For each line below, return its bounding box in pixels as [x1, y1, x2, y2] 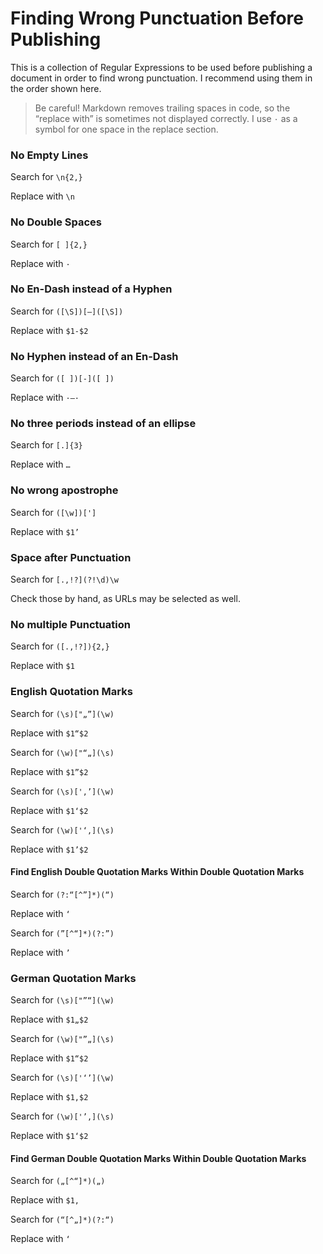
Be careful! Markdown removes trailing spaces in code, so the [34, 102, 291, 114]
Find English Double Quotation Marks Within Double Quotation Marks [10, 866, 305, 878]
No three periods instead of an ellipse [10, 417, 197, 431]
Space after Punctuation [10, 550, 132, 564]
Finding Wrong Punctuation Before [10, 7, 304, 30]
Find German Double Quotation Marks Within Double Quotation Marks [10, 1152, 307, 1164]
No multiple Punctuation [10, 617, 131, 631]
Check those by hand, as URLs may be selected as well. [10, 593, 241, 605]
